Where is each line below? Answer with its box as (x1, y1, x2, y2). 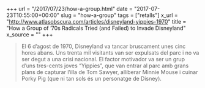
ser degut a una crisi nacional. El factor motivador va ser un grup (21, 56, 185, 63)
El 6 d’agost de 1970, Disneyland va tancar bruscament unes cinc (21, 42, 186, 50)
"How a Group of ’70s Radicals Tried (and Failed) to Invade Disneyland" (6, 24, 186, 32)
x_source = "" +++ (6, 31, 53, 38)
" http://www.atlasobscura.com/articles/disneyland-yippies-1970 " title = (6, 18, 187, 25)
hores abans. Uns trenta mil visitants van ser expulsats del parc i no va (21, 49, 199, 56)
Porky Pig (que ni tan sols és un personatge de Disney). (21, 75, 162, 82)
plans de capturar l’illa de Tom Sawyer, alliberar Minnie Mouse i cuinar (21, 69, 198, 75)
